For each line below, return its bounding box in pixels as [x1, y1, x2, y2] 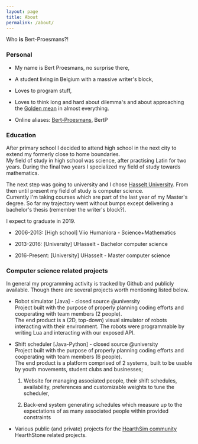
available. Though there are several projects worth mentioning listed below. [6, 286, 189, 293]
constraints [23, 414, 51, 421]
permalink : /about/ [6, 20, 54, 25]
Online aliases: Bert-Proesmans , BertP [14, 116, 108, 123]
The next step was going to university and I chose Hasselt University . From [6, 181, 189, 188]
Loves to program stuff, [14, 87, 72, 94]
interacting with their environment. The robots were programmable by [14, 323, 185, 330]
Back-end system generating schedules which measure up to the [23, 401, 183, 409]
